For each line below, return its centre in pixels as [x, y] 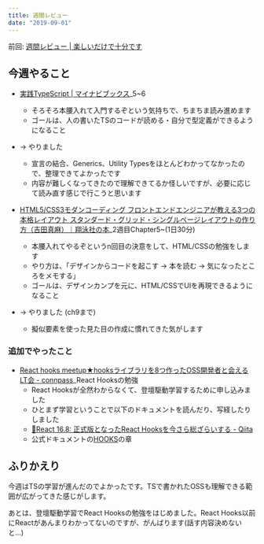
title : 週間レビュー [38, 15]
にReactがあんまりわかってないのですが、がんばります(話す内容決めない [125, 523]
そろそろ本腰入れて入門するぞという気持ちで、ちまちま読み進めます [141, 110]
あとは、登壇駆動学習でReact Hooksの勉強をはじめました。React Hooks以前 [132, 513]
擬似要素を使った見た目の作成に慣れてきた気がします [117, 329]
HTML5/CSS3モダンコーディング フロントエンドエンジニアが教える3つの [137, 210]
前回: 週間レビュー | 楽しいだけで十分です [75, 46]
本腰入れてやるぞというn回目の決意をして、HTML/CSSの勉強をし [137, 246]
